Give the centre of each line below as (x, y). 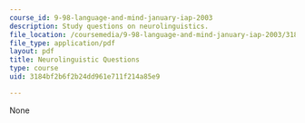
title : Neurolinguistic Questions (75, 60)
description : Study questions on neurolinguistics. (109, 26)
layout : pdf (32, 52)
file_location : (38, 34)
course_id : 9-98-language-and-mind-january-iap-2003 (111, 18)
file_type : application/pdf (63, 43)
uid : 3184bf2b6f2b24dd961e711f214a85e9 (85, 77)
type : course (34, 69)
